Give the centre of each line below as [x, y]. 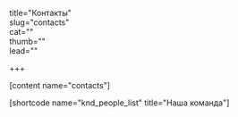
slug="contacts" [39, 22]
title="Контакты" [40, 13]
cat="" [21, 32]
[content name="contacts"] [59, 85]
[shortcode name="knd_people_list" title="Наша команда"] [119, 103]
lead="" [24, 51]
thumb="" [28, 41]
